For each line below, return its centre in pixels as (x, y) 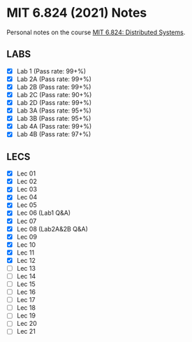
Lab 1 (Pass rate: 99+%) (51, 71)
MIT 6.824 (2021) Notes (77, 13)
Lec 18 (26, 308)
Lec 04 (27, 197)
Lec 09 (27, 236)
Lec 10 (26, 244)
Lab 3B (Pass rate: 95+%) (54, 119)
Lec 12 (26, 260)
